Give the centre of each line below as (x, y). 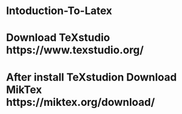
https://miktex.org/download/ (81, 102)
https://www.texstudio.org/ (75, 50)
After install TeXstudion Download (92, 77)
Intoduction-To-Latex (59, 11)
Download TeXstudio (58, 38)
